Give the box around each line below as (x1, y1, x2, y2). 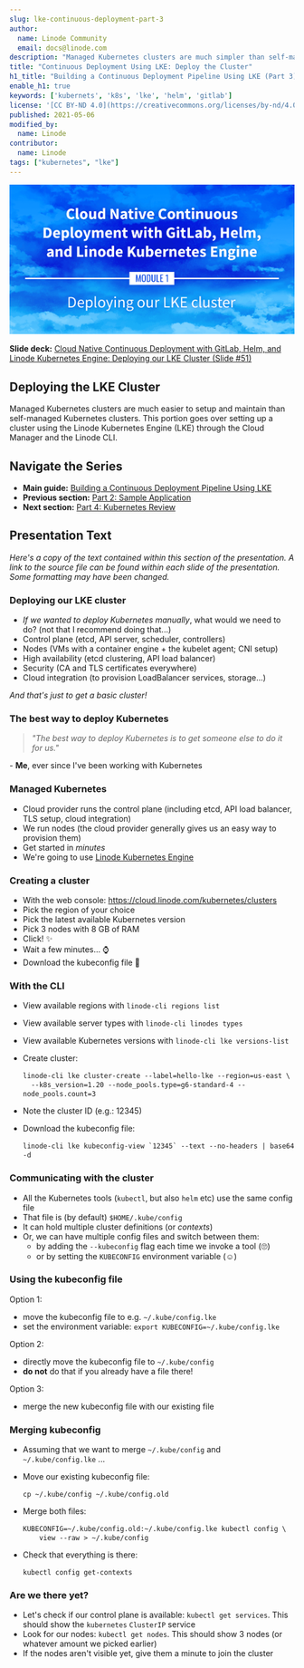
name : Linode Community (17, 34, 107, 43)
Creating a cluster (9, 874, 90, 887)
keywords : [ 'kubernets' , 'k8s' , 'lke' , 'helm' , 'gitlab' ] (9, 91, 233, 100)
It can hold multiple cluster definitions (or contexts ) (22, 1221, 214, 1232)
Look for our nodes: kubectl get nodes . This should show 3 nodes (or (22, 1629, 283, 1640)
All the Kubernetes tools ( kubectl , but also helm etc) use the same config (22, 1192, 293, 1203)
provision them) (22, 832, 81, 843)
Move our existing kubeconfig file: (22, 1471, 150, 1482)
